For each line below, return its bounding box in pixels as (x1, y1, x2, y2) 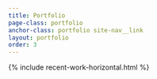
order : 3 (8, 41, 37, 49)
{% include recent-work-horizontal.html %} (8, 62, 150, 72)
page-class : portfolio (8, 19, 83, 27)
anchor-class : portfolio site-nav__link (8, 26, 144, 34)
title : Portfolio (8, 11, 66, 20)
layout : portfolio (8, 33, 69, 42)
